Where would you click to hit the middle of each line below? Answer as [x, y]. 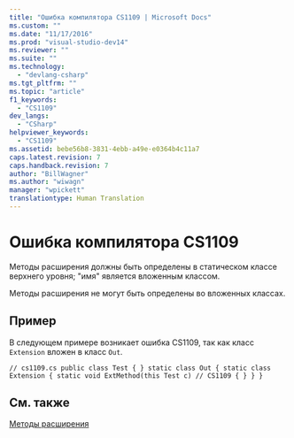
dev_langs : [29, 116]
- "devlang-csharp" [53, 75]
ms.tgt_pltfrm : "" [43, 83]
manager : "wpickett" [47, 190]
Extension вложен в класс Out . [66, 351]
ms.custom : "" [35, 26]
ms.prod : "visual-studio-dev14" [69, 42]
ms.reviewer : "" [39, 50]
